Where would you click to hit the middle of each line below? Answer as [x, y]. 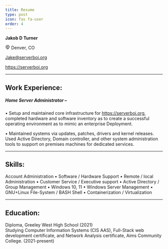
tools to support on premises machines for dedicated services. [70, 144]
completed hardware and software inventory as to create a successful [77, 118]
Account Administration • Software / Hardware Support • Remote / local [79, 176]
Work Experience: [34, 87]
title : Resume [20, 10]
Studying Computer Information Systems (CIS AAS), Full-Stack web [74, 230]
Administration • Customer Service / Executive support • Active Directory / [82, 182]
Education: [22, 213]
